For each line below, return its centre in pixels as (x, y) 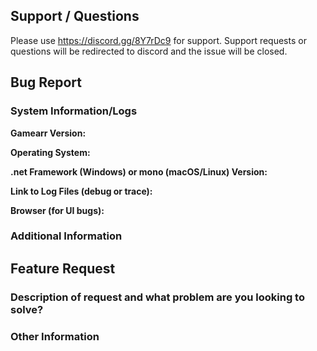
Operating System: (50, 152)
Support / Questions (75, 16)
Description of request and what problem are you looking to (157, 297)
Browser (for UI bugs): (57, 210)
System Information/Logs (74, 111)
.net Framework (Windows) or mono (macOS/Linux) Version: (139, 171)
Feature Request (63, 268)
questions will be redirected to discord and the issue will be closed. (149, 51)
